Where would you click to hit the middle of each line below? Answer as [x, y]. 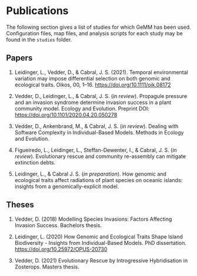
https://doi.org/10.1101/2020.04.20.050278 [66, 115]
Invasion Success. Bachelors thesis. [58, 225]
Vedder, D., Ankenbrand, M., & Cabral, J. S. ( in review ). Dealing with [96, 126]
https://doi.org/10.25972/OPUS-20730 [61, 249]
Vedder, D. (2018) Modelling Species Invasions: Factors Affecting [93, 219]
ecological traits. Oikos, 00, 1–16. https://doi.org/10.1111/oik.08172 [93, 85]
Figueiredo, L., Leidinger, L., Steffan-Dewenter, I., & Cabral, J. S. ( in [96, 150]
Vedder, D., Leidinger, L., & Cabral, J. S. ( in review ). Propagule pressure [101, 96]
